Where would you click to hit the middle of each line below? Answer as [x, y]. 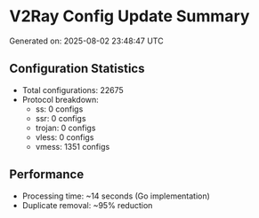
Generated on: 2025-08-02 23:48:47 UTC [86, 41]
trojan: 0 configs [65, 128]
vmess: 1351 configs [73, 146]
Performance [47, 175]
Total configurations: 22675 [73, 90]
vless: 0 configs [65, 137]
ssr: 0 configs [61, 118]
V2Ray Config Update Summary [129, 16]
